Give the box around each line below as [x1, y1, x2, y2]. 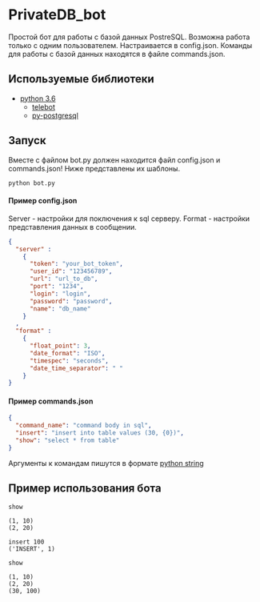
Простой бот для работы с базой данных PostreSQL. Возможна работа [8, 32, 250, 42]
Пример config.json [8, 196, 78, 206]
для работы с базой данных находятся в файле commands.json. [8, 49, 226, 58]
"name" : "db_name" [29, 304, 91, 313]
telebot [31, 102, 56, 111]
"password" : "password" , [29, 297, 113, 305]
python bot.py [8, 179, 56, 187]
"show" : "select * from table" [15, 436, 120, 445]
